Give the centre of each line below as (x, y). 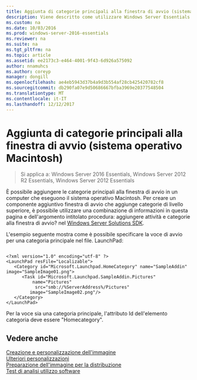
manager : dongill (27, 77)
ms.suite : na (22, 45)
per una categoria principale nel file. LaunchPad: (65, 240)
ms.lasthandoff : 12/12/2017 (40, 104)
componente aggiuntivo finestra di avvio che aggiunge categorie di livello (95, 204)
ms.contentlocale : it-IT (36, 99)
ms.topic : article (28, 55)
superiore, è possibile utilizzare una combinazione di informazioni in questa (97, 211)
